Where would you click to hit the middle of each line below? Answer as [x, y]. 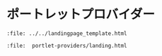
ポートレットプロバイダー [81, 14]
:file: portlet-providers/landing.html [67, 45]
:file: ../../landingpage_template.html [67, 33]
